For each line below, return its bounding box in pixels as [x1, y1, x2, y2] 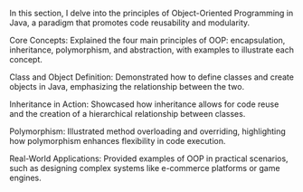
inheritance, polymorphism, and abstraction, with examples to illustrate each [9, 44, 294, 55]
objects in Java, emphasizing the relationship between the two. [9, 82, 245, 91]
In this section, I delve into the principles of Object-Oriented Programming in [9, 8, 294, 18]
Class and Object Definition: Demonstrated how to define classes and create [9, 72, 294, 82]
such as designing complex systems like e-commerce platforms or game [9, 163, 280, 173]
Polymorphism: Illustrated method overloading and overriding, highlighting [9, 126, 287, 137]
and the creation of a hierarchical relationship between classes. [9, 109, 246, 119]
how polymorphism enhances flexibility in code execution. [9, 136, 226, 146]
